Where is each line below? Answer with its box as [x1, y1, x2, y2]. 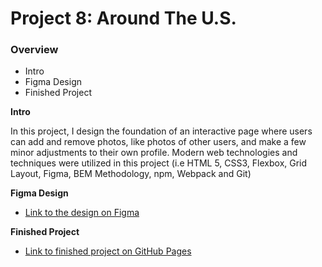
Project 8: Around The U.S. [10, 7, 237, 30]
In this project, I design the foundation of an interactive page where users [10, 125, 313, 137]
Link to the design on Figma [24, 207, 140, 219]
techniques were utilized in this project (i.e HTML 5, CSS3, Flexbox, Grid [10, 157, 308, 169]
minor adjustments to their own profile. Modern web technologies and [10, 147, 298, 159]
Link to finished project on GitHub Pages [24, 245, 192, 257]
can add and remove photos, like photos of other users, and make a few [10, 136, 307, 148]
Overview [10, 43, 59, 57]
